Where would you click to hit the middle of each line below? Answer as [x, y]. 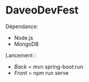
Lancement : [21, 55]
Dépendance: [22, 26]
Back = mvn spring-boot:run [49, 66]
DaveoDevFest [42, 10]
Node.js [24, 37]
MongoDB [26, 44]
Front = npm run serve [41, 73]
